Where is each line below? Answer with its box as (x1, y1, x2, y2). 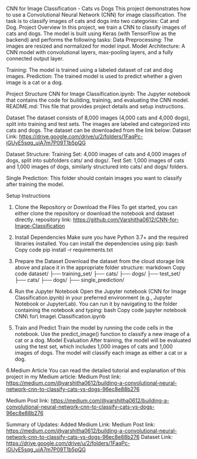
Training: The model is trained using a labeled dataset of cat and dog (6, 66, 173, 73)
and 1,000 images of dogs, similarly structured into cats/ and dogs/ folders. (6, 163, 188, 170)
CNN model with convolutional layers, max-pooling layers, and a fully (6, 49, 173, 55)
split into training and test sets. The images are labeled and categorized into (6, 121, 190, 127)
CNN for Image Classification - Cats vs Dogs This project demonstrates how (6, 5, 191, 12)
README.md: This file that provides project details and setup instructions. (6, 103, 185, 109)
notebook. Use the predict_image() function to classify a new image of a (14, 331, 190, 337)
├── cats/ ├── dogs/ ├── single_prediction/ (14, 277, 125, 283)
